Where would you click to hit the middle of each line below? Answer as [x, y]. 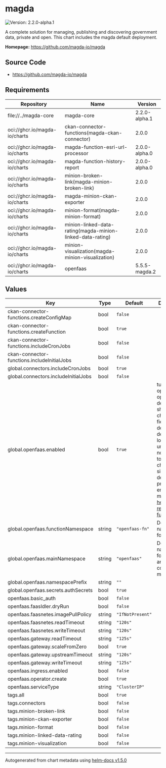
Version [147, 104]
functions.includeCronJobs [39, 346]
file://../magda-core [31, 116]
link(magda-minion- [89, 181]
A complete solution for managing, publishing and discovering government [81, 32]
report [72, 168]
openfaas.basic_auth [32, 598]
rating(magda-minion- [92, 231]
